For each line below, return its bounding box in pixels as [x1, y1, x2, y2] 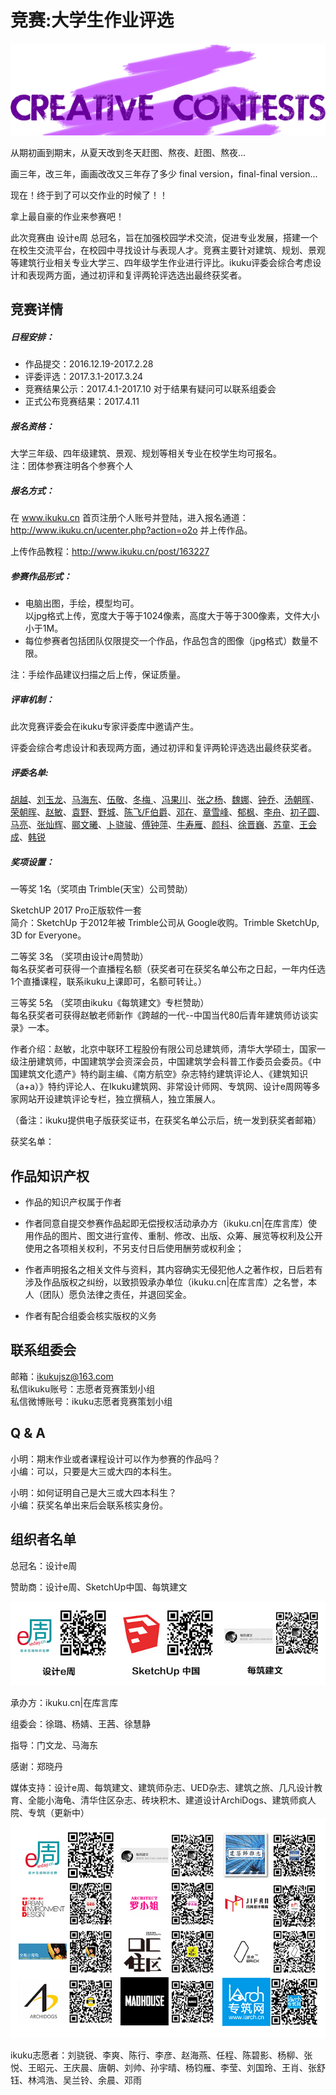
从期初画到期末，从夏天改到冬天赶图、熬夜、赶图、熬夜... [10, 147, 247, 159]
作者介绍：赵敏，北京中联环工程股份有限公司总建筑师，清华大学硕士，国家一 [10, 1043, 326, 1055]
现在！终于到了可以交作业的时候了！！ [10, 189, 168, 201]
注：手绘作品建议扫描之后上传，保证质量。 [10, 669, 186, 681]
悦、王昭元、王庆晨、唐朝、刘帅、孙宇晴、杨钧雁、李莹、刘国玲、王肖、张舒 [10, 2061, 326, 2073]
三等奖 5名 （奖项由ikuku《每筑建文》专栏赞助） [10, 997, 210, 1009]
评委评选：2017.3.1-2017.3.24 [24, 371, 144, 383]
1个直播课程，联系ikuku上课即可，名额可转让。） [10, 976, 208, 988]
